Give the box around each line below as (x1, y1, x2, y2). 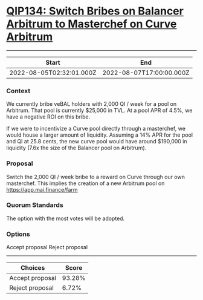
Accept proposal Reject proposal (6, 244, 88, 251)
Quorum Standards (6, 201, 63, 209)
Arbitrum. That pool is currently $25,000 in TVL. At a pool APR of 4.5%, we (6, 107, 193, 114)
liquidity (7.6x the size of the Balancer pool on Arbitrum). (6, 144, 147, 152)
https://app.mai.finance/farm (6, 186, 78, 193)
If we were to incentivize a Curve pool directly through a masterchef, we (6, 125, 186, 132)
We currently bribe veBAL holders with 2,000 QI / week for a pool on (6, 100, 177, 108)
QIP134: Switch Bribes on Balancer (6, 4, 184, 18)
